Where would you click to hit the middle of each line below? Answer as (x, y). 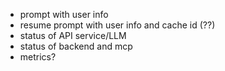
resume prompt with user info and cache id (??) (117, 25)
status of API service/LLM (73, 35)
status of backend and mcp (76, 46)
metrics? (38, 57)
